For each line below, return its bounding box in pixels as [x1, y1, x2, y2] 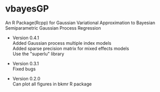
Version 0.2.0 [12, 75, 41, 81]
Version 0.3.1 [12, 60, 39, 66]
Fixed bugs [12, 66, 36, 72]
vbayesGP [5, 3, 49, 15]
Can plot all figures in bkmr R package [12, 81, 92, 87]
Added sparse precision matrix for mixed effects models [12, 45, 129, 51]
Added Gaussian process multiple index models [12, 40, 112, 46]
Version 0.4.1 [12, 35, 39, 41]
